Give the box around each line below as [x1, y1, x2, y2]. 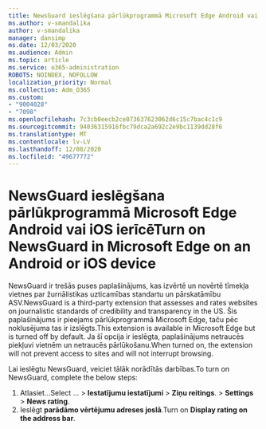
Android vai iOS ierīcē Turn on [8, 221, 205, 239]
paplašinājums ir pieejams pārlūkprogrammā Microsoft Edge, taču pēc [8, 315, 239, 325]
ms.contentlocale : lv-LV [8, 137, 91, 146]
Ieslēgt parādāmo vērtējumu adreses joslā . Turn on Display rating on [19, 405, 248, 415]
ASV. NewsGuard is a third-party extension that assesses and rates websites [8, 298, 258, 308]
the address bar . [19, 414, 76, 423]
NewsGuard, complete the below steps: [8, 372, 138, 383]
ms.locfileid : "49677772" [8, 152, 94, 160]
